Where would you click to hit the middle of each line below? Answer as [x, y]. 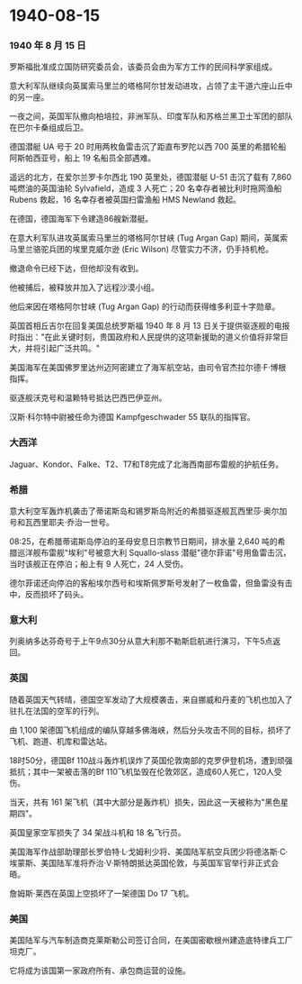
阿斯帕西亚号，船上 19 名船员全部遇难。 [83, 158]
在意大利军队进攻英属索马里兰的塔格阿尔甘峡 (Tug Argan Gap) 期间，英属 [145, 238]
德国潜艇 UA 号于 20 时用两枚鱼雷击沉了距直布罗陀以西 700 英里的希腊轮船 [148, 147]
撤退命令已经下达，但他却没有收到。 [76, 269]
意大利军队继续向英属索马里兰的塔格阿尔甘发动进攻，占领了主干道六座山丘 [147, 86]
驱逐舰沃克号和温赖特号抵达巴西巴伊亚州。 [88, 398]
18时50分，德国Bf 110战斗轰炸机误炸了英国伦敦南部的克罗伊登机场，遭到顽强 [151, 760]
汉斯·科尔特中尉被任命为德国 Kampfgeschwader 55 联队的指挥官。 [133, 417]
